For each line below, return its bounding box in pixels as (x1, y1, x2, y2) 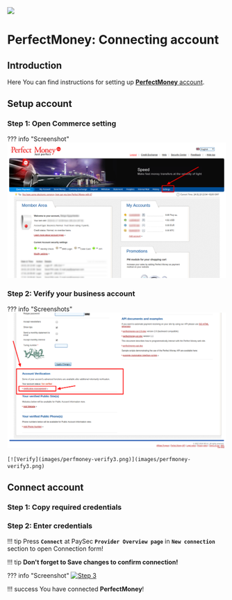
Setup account (7, 98, 72, 110)
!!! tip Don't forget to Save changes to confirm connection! (7, 558, 179, 566)
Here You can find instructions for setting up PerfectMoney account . (7, 78, 205, 86)
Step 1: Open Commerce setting (7, 119, 117, 128)
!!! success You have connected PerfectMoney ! (7, 585, 144, 593)
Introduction (7, 59, 63, 72)
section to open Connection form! (7, 544, 104, 553)
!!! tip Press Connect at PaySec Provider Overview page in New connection (7, 537, 215, 545)
